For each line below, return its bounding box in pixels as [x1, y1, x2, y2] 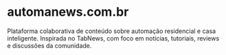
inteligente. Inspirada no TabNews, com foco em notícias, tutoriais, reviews [7, 34, 220, 42]
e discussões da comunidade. [7, 41, 92, 49]
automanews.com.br [7, 4, 129, 20]
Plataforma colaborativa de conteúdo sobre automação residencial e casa [7, 27, 216, 35]
